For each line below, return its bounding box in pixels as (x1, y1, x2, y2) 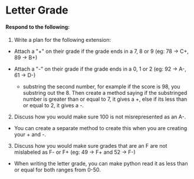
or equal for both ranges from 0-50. (14, 166, 101, 174)
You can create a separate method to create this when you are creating (14, 125, 187, 132)
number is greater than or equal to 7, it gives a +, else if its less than (22, 95, 188, 103)
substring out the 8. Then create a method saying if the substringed (22, 89, 188, 97)
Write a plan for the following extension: (14, 37, 111, 44)
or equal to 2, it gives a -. (22, 102, 84, 109)
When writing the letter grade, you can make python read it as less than (14, 160, 188, 167)
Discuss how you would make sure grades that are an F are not (14, 142, 167, 150)
